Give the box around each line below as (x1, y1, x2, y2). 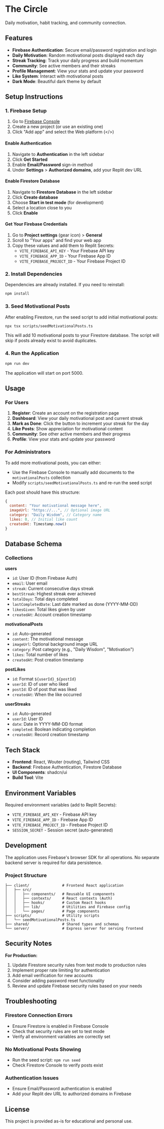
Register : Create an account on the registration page (12, 410, 119, 416)
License (5, 1105, 30, 1113)
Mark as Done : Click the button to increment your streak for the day (12, 420, 149, 426)
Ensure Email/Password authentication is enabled (12, 1086, 112, 1092)
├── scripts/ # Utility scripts (5, 913, 99, 918)
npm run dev (5, 361, 29, 366)
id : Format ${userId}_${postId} (12, 676, 77, 682)
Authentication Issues (5, 1074, 59, 1081)
